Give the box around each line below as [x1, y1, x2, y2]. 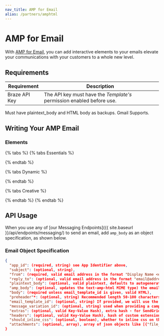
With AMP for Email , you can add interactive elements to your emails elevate [5, 49, 159, 55]
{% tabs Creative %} [5, 188, 46, 193]
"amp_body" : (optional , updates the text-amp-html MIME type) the [9, 286, 147, 290]
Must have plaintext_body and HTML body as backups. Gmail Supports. [5, 110, 150, 116]
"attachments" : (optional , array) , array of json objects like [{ [9, 322, 147, 327]
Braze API [7, 91, 30, 98]
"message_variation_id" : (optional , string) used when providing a [9, 304, 150, 309]
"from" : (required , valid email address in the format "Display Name [9, 272, 154, 277]
